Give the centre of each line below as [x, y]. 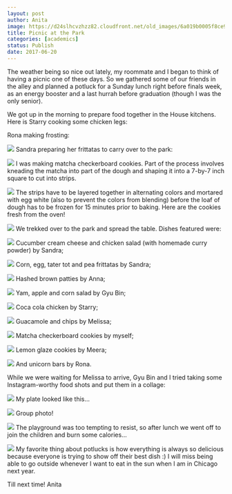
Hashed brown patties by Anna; [60, 278]
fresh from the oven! [36, 214]
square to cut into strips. [42, 178]
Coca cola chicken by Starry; [57, 307]
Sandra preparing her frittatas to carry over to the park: [94, 149]
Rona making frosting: [39, 135]
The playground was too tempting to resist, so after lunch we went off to [118, 427]
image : [17, 26]
